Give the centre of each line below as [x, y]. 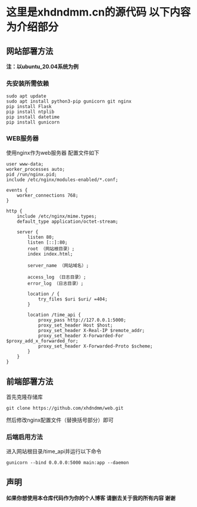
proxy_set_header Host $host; [75, 325]
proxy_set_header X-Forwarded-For [81, 336]
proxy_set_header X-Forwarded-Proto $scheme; [95, 346]
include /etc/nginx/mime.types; [57, 216]
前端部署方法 [30, 381]
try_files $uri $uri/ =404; [73, 299]
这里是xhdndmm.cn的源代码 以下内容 [98, 12]
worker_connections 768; [48, 195]
